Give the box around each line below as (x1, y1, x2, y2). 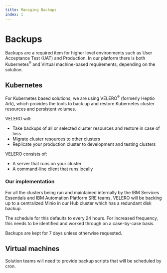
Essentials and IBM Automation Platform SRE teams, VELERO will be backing (5, 195, 162, 201)
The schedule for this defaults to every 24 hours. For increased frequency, (5, 215, 159, 221)
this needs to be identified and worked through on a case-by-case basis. (5, 220, 155, 226)
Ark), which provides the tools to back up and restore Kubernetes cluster (5, 100, 155, 106)
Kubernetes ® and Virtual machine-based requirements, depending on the (5, 60, 156, 67)
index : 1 (5, 12, 23, 17)
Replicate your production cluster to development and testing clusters (12, 141, 156, 147)
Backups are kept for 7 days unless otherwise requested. (5, 230, 122, 236)
